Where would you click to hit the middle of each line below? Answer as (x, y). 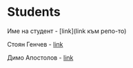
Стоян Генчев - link (35, 44)
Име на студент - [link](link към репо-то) (67, 31)
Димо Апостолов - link (40, 57)
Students (34, 12)
